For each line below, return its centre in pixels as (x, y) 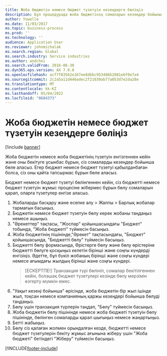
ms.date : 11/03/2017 (27, 24)
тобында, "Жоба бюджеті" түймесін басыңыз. (61, 229)
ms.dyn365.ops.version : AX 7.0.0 (40, 70)
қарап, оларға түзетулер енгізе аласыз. (47, 193)
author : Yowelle (22, 19)
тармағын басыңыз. (33, 208)
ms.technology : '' (24, 38)
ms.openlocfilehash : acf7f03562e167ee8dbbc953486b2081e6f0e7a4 (72, 75)
